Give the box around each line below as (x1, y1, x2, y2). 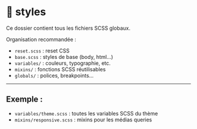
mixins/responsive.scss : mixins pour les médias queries (14, 116, 152, 123)
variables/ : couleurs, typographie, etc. (14, 60, 111, 67)
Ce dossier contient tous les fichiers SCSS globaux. (6, 25, 131, 32)
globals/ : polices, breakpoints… (14, 72, 94, 79)
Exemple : (6, 95, 43, 104)
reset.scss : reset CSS (14, 47, 70, 54)
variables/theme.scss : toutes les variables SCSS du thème (14, 110, 158, 117)
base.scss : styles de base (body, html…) (14, 53, 113, 60)
